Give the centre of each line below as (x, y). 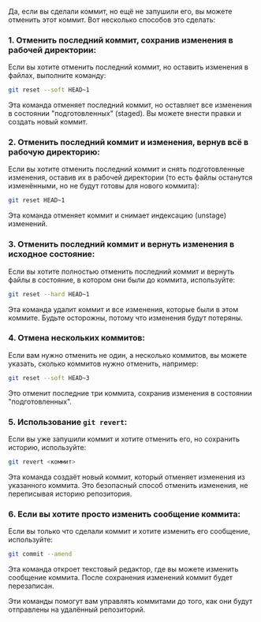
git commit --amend (40, 554)
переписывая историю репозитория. (70, 494)
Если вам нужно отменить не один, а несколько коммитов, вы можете (127, 355)
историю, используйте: (47, 447)
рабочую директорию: (54, 152)
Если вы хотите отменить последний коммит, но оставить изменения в (129, 67)
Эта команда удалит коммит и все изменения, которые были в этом (123, 309)
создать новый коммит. (48, 122)
